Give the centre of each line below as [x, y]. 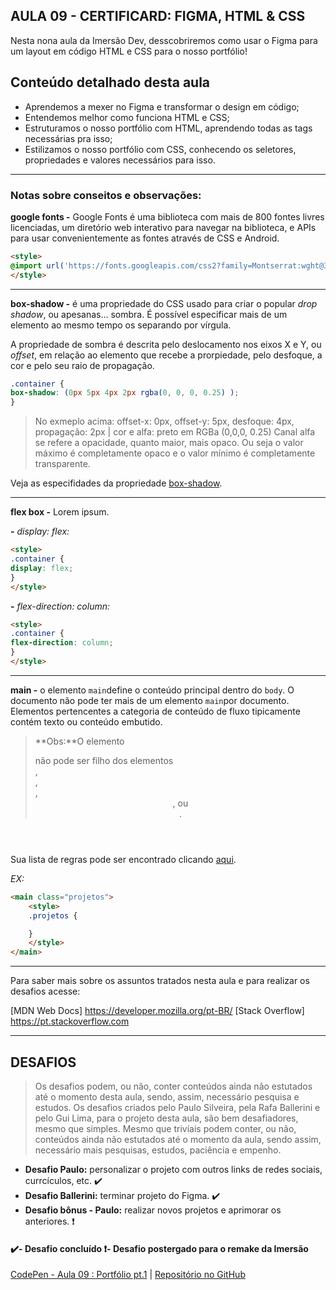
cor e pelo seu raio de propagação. [82, 365]
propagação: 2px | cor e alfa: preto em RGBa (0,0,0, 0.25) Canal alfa [175, 432]
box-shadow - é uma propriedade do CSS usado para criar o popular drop [164, 303]
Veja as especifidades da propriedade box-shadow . [116, 483]
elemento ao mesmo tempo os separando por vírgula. [121, 325]
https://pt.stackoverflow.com [70, 1021]
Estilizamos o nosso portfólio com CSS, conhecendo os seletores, [160, 149]
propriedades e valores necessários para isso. [120, 160]
